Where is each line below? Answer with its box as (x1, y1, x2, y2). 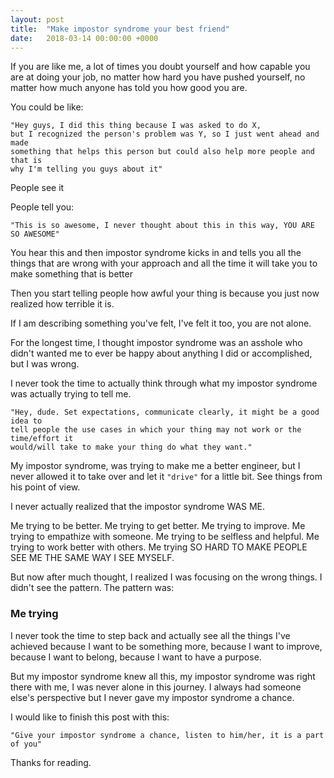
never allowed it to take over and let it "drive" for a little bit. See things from (10, 471, 323, 483)
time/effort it (10, 434, 74, 444)
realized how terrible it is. (10, 298, 115, 310)
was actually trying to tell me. (10, 388, 132, 400)
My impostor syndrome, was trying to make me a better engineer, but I (10, 460, 301, 472)
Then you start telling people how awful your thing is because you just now (10, 287, 320, 300)
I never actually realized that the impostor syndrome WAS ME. (10, 501, 266, 513)
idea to (10, 416, 43, 426)
